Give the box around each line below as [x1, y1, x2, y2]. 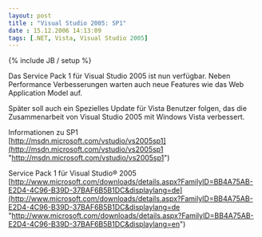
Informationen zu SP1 [8, 128, 78, 137]
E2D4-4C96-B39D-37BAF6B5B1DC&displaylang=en [8, 219, 181, 229]
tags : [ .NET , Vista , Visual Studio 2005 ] [8, 34, 149, 42]
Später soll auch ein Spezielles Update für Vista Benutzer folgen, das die [8, 104, 248, 113]
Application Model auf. [8, 89, 82, 98]
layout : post [8, 11, 52, 20]
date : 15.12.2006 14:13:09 [8, 26, 102, 34]
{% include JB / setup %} [8, 56, 92, 65]
